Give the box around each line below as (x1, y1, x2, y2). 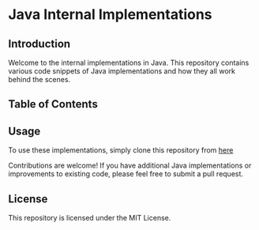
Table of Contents (8, 97, 99, 111)
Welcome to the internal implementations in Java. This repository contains (8, 58, 250, 67)
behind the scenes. (8, 75, 71, 84)
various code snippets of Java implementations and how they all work (8, 66, 235, 76)
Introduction (8, 37, 71, 51)
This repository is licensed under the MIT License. (8, 213, 171, 223)
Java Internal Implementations (8, 6, 212, 24)
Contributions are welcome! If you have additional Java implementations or (8, 160, 252, 171)
